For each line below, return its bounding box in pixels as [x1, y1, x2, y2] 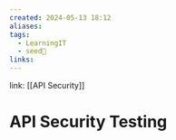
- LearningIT [17, 38, 67, 48]
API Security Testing [9, 112, 168, 132]
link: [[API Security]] [9, 80, 85, 90]
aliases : [9, 22, 43, 31]
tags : [9, 30, 30, 39]
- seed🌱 [17, 47, 47, 56]
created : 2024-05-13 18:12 [9, 13, 112, 23]
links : [9, 55, 34, 64]
